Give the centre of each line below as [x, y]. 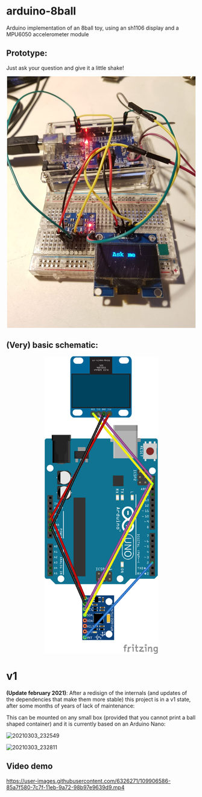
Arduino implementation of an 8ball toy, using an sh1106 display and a [93, 28]
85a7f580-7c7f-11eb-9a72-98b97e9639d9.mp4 [65, 787]
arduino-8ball [41, 11]
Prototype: [27, 53]
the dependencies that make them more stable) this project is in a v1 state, [99, 699]
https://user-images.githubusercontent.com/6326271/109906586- [88, 781]
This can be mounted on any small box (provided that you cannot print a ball [101, 717]
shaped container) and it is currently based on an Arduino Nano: [86, 724]
